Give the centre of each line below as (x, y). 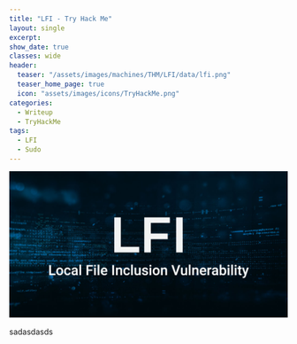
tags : (19, 131)
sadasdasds (31, 332)
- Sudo (29, 150)
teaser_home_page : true (61, 84)
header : (23, 66)
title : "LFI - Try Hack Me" (61, 19)
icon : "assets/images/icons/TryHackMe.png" (98, 93)
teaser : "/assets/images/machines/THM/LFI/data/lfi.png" (124, 75)
